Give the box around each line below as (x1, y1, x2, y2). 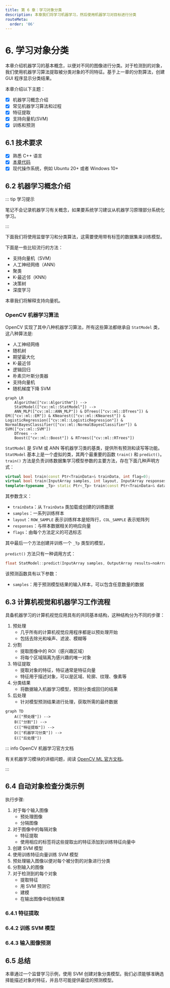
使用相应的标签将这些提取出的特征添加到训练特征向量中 (20, 839, 136, 845)
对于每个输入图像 (12, 807, 49, 813)
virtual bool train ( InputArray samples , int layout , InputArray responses (5, 479, 166, 484)
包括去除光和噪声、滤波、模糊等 (20, 635, 87, 641)
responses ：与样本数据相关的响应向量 (12, 523, 91, 529)
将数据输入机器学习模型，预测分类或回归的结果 (20, 686, 118, 692)
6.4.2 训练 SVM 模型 (5, 924, 56, 931)
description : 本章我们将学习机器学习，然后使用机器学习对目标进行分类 (5, 12, 137, 17)
